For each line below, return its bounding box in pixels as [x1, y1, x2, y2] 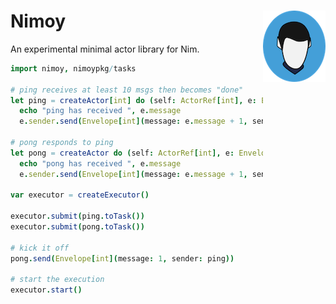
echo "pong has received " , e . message [19, 158, 182, 169]
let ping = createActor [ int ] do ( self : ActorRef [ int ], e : [10, 95, 257, 105]
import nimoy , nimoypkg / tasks [10, 63, 137, 74]
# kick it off [10, 243, 70, 253]
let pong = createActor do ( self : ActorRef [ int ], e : [10, 148, 235, 158]
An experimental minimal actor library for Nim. [10, 43, 200, 55]
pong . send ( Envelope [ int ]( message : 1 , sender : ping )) [10, 253, 235, 264]
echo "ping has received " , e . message [19, 106, 182, 116]
